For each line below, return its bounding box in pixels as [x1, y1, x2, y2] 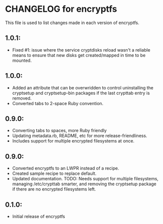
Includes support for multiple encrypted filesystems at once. [12, 138, 135, 144]
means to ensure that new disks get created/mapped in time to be [12, 52, 146, 58]
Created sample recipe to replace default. [12, 170, 97, 176]
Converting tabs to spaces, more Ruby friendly [12, 128, 107, 134]
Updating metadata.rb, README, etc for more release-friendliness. [12, 133, 147, 139]
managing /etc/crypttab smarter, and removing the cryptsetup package [12, 181, 157, 187]
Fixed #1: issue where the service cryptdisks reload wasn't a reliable [12, 47, 151, 53]
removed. [12, 95, 32, 101]
